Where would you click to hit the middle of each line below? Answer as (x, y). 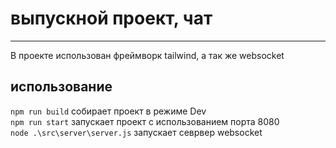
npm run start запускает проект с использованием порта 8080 (145, 121)
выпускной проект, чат (111, 18)
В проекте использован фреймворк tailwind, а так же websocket (147, 55)
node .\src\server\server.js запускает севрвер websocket (136, 132)
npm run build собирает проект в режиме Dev (108, 111)
